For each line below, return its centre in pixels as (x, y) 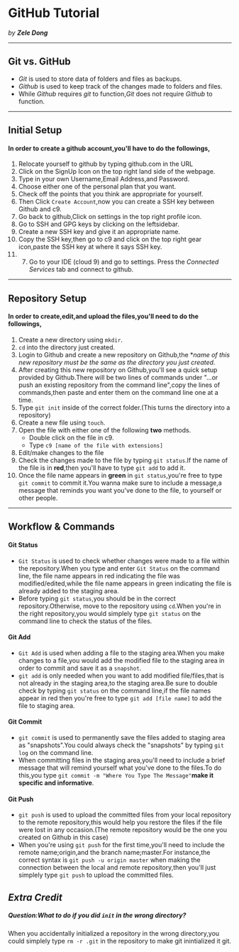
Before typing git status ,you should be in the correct (97, 598)
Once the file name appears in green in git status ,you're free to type (120, 475)
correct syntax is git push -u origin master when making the (109, 860)
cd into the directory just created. (67, 347)
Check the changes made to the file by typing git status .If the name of (123, 460)
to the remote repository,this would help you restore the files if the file (120, 822)
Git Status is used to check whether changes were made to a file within (124, 561)
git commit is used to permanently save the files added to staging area (122, 737)
